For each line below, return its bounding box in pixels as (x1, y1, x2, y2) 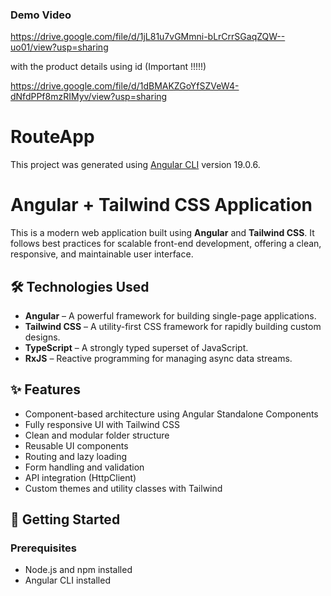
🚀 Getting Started (10, 511, 121, 528)
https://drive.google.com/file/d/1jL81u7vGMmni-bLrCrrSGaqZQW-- (10, 31, 286, 43)
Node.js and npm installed (24, 564, 133, 576)
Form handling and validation (24, 461, 145, 473)
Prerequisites (10, 541, 77, 555)
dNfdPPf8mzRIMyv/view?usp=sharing (10, 91, 168, 103)
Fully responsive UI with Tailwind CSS (24, 418, 181, 430)
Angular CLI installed (24, 574, 111, 587)
